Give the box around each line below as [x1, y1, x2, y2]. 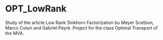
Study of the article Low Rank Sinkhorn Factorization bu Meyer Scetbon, [5, 19, 154, 25]
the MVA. [5, 30, 24, 36]
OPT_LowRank [5, 3, 66, 14]
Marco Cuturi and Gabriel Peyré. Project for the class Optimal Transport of [5, 24, 158, 30]
